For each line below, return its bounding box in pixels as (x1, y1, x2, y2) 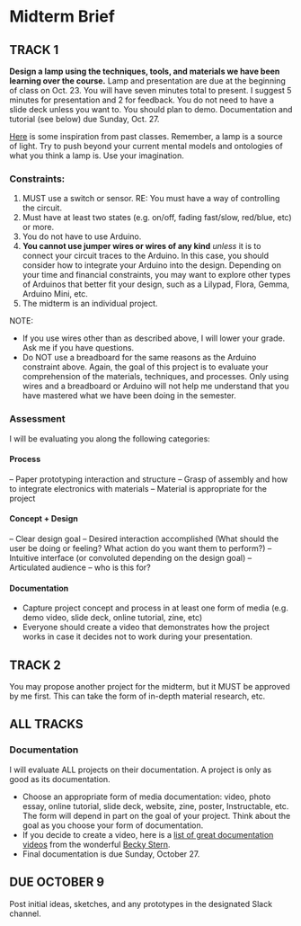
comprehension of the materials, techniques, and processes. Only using (22, 371, 289, 382)
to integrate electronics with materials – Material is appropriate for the (9, 483, 268, 494)
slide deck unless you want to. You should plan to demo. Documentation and (9, 104, 293, 114)
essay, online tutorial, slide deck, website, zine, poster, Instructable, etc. (22, 800, 289, 811)
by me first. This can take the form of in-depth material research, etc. (9, 690, 266, 702)
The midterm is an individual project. (22, 298, 158, 309)
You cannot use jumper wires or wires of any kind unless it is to (22, 241, 261, 252)
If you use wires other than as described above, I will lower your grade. (22, 333, 286, 343)
